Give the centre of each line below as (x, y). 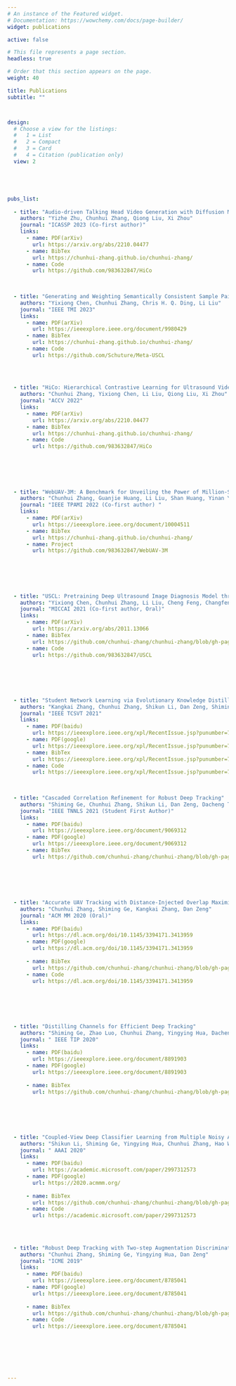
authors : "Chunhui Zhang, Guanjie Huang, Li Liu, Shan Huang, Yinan (122, 499)
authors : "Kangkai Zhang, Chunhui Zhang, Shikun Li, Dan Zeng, (114, 707)
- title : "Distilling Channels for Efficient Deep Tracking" (105, 1026)
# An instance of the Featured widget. (66, 14)
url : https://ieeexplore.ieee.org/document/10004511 (111, 525)
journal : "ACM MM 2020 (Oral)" (66, 916)
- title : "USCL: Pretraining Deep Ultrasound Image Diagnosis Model (116, 596)
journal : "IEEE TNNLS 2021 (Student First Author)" (97, 811)
